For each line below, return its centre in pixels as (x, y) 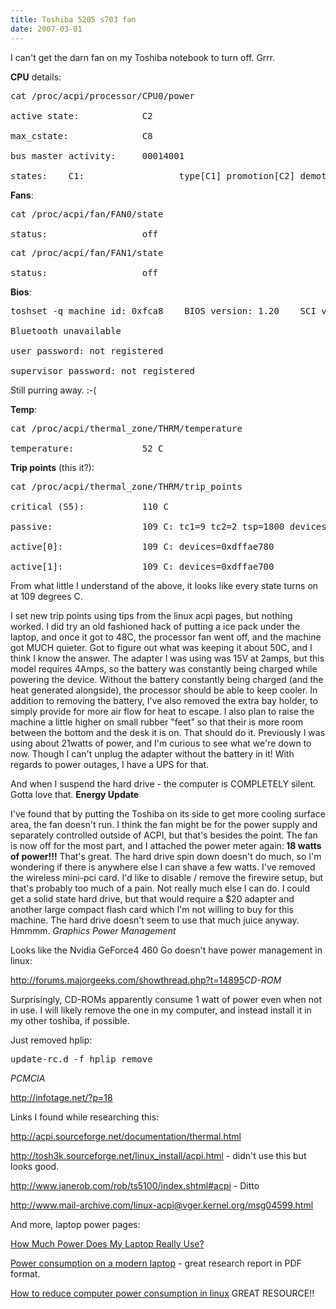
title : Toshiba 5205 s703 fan (73, 19)
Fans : (22, 195)
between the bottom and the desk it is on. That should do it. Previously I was (168, 732)
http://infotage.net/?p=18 (61, 1097)
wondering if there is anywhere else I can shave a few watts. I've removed (163, 867)
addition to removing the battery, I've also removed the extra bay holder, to (164, 700)
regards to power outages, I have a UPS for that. (110, 764)
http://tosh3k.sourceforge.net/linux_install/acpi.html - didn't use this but (158, 1155)
